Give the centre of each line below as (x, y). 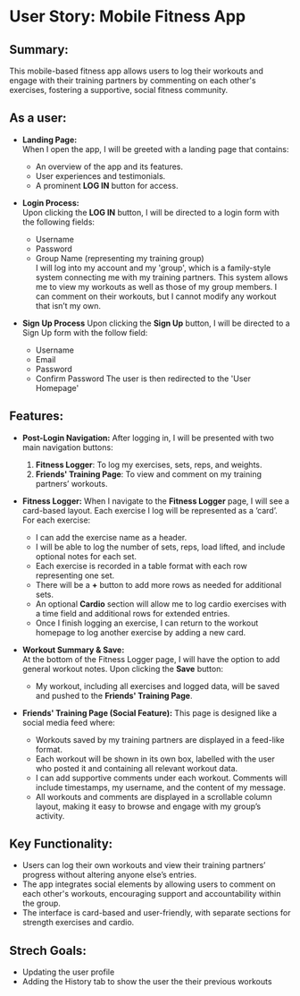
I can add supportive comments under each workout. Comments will (161, 778)
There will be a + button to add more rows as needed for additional (158, 584)
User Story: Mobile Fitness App (128, 17)
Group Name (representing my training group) (120, 258)
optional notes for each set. (86, 556)
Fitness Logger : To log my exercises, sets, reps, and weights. (149, 464)
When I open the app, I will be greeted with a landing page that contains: (155, 149)
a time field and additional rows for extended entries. (133, 613)
